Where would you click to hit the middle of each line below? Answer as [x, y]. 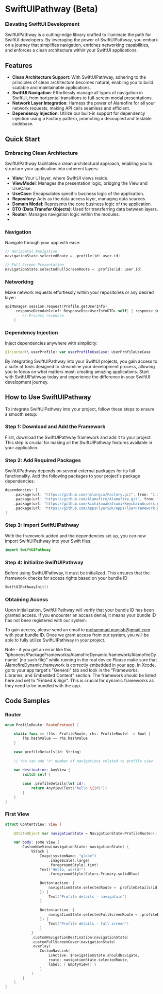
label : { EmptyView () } [72, 964]
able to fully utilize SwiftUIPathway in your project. [55, 640]
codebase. [23, 124]
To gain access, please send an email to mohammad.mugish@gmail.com [78, 630]
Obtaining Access [27, 599]
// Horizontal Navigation [31, 251]
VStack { [40, 852]
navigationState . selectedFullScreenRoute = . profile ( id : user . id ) [73, 269]
